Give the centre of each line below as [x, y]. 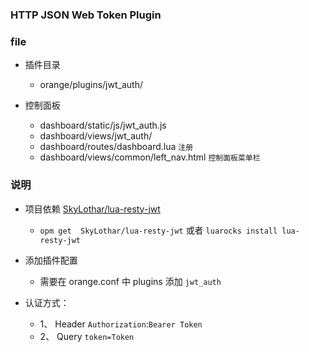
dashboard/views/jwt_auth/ [96, 136]
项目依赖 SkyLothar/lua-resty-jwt [92, 209]
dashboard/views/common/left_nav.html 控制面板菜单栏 [150, 157]
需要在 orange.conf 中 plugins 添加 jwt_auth [130, 281]
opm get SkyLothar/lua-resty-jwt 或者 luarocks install [158, 230]
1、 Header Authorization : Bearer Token [121, 324]
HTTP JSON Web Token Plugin [86, 15]
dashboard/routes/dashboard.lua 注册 [116, 147]
